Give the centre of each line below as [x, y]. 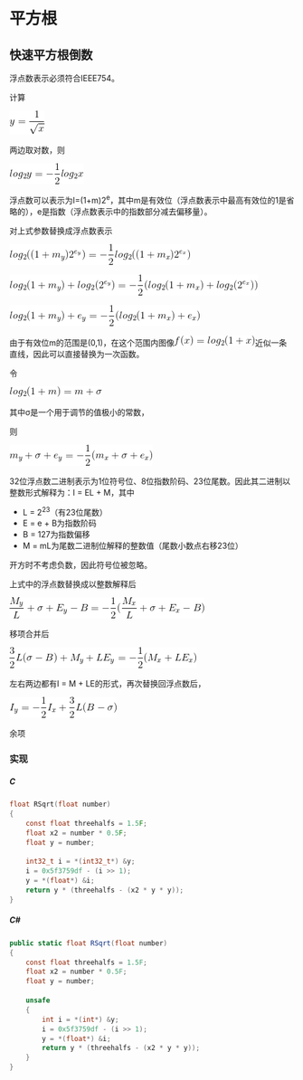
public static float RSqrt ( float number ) [89, 943]
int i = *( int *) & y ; [80, 1019]
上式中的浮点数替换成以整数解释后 [73, 584]
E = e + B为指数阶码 [59, 523]
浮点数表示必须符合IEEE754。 [65, 78]
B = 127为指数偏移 [56, 535]
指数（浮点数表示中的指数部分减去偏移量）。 [131, 211]
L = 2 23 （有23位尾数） [65, 511]
